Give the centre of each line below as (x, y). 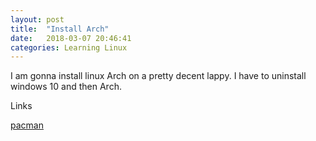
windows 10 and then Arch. (66, 87)
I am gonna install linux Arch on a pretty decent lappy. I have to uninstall (158, 76)
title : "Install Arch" (60, 29)
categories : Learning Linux (69, 47)
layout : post (37, 19)
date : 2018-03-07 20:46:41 (71, 38)
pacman (27, 125)
